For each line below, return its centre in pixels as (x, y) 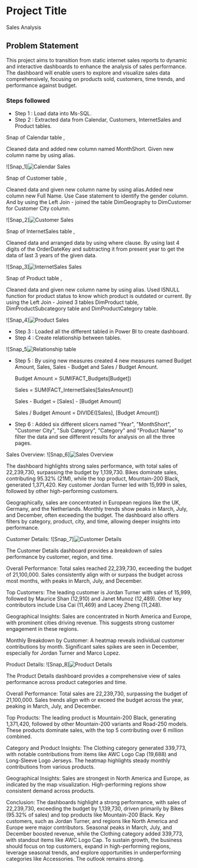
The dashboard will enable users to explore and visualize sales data (88, 73)
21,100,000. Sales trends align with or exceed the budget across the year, (95, 700)
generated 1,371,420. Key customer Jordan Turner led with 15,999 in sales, (97, 485)
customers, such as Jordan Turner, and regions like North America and (92, 821)
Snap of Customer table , (37, 178)
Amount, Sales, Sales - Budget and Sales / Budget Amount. (86, 367)
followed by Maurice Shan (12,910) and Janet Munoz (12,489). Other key (94, 599)
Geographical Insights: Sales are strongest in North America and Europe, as (98, 778)
